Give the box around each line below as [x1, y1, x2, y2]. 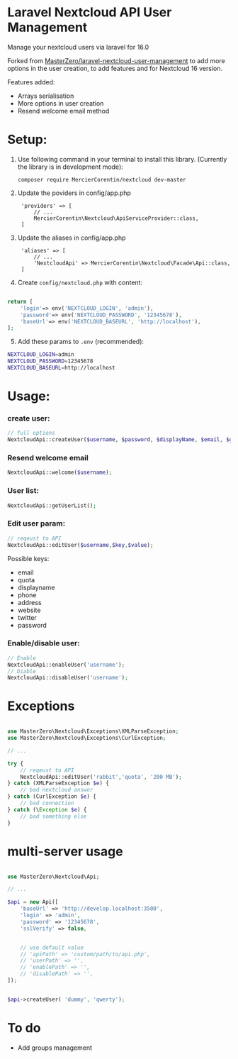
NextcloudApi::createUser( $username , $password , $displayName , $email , [7, 436, 223, 443]
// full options [7, 430, 55, 437]
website [17, 606, 41, 614]
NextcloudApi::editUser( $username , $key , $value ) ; [7, 541, 154, 548]
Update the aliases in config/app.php [17, 233, 126, 242]
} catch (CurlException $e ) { [7, 793, 97, 800]
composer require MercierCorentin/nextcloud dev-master [17, 176, 186, 183]
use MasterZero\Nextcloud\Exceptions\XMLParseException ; [7, 728, 179, 735]
